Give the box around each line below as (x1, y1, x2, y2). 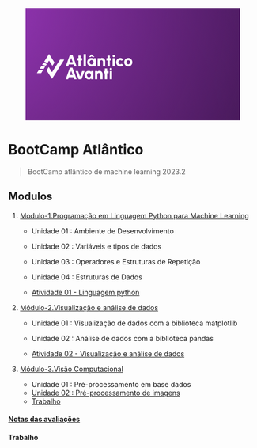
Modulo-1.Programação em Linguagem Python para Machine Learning (19, 211, 249, 220)
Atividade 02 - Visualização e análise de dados (31, 348, 185, 359)
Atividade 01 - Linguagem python (31, 287, 140, 297)
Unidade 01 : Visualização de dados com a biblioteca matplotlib (31, 318, 238, 328)
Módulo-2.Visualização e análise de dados (19, 302, 159, 312)
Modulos (8, 190, 53, 203)
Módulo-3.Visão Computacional (19, 364, 124, 374)
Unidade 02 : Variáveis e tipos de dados (31, 241, 162, 251)
